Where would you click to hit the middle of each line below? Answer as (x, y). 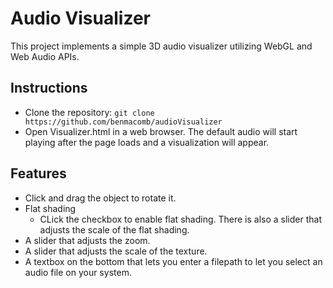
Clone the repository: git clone (89, 112)
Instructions (49, 88)
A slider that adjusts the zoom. (87, 240)
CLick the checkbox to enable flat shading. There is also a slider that (180, 219)
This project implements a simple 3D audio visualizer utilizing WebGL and (161, 46)
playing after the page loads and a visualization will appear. (147, 142)
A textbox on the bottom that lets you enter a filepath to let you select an (173, 261)
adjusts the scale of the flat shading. (114, 229)
